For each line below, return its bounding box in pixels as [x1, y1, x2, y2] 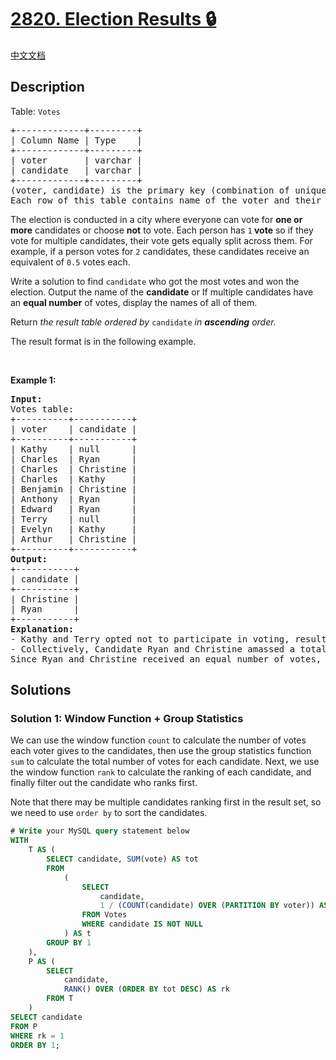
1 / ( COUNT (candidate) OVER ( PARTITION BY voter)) [99, 901, 315, 911]
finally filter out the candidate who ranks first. [10, 777, 198, 789]
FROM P [10, 1021, 38, 1031]
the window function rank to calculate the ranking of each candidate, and [10, 766, 312, 778]
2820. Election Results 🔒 [10, 8, 217, 31]
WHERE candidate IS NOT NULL [81, 919, 203, 930]
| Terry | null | [10, 513, 138, 525]
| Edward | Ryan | [10, 503, 138, 515]
